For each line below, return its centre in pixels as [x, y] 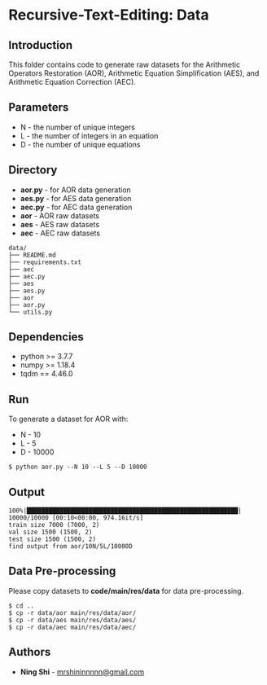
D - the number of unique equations [80, 144]
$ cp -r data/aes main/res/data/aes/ [72, 620]
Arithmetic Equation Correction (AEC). [72, 82]
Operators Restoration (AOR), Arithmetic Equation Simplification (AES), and [134, 73]
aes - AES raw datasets [60, 224]
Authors [30, 652]
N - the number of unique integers [78, 127]
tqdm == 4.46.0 [46, 374]
